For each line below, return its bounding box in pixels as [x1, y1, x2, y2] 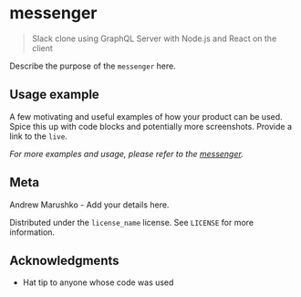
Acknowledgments [9, 252, 120, 268]
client [31, 42, 53, 53]
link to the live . [9, 131, 68, 142]
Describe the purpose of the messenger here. [9, 60, 176, 71]
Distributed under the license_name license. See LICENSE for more [9, 217, 254, 228]
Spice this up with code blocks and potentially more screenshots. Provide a [9, 121, 293, 132]
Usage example [9, 87, 100, 102]
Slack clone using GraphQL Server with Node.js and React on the [31, 33, 277, 44]
